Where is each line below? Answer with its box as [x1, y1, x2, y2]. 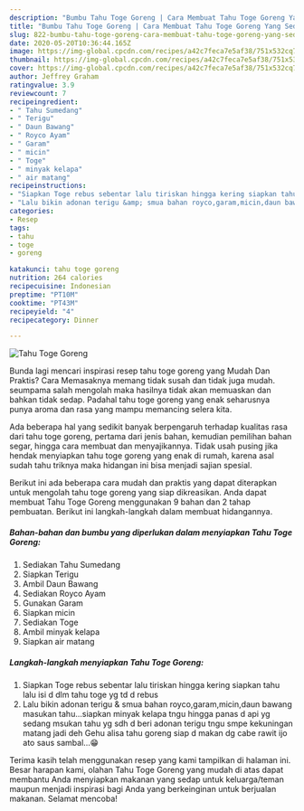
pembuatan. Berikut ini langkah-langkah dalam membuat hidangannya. [9, 506, 273, 517]
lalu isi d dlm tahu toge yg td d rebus [22, 689, 158, 701]
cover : [9, 64, 34, 73]
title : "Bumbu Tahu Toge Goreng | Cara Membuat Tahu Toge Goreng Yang [9, 22, 281, 31]
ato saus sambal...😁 [22, 738, 100, 749]
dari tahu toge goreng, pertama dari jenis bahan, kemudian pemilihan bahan [9, 431, 292, 442]
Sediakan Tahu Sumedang [22, 560, 120, 571]
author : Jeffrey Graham [9, 72, 100, 81]
